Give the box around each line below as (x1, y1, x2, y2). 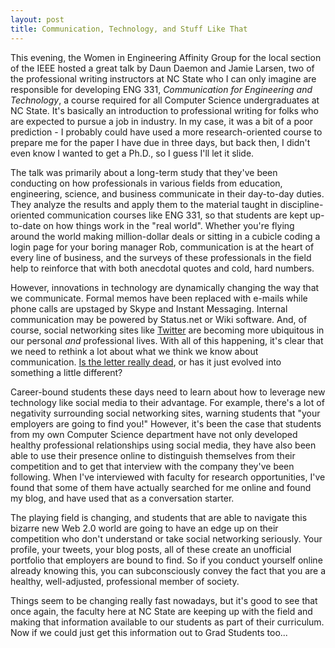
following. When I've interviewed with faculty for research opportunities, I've (10, 471, 326, 483)
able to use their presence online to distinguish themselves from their (10, 449, 296, 461)
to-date (10, 219, 42, 231)
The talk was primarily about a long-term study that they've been (10, 166, 278, 178)
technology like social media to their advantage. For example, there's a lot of (10, 396, 325, 408)
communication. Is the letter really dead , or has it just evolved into (10, 356, 282, 368)
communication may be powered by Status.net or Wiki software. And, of (10, 313, 308, 325)
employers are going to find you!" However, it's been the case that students (10, 417, 322, 430)
